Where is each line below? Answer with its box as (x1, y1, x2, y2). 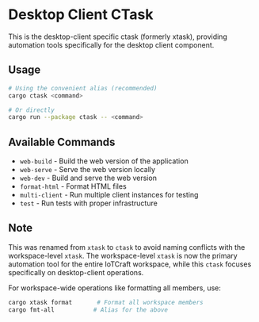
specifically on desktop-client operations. (8, 267, 144, 277)
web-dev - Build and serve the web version (19, 173, 157, 183)
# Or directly (8, 105, 55, 114)
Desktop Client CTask (8, 6, 154, 24)
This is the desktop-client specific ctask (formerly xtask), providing (8, 32, 227, 41)
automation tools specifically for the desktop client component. (8, 40, 215, 49)
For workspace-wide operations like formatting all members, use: (8, 283, 222, 293)
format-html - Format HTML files (19, 182, 127, 191)
